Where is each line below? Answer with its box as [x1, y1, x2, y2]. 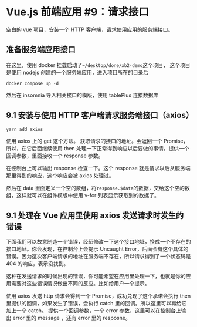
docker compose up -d [6, 80, 59, 86]
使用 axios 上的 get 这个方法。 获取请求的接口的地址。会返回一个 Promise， [6, 137, 189, 144]
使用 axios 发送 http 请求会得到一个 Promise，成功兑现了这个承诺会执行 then [6, 292, 191, 299]
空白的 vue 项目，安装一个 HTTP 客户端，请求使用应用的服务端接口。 [6, 26, 174, 33]
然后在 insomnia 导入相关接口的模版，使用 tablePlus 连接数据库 [6, 92, 159, 99]
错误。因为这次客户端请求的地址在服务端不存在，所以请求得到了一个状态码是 [6, 253, 191, 260]
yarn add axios [6, 126, 43, 132]
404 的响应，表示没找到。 [6, 260, 69, 267]
